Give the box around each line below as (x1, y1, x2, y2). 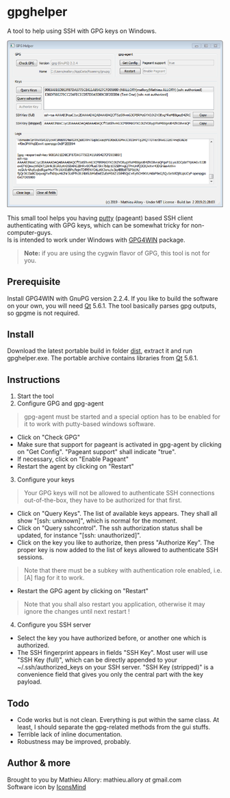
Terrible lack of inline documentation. (16, 730, 123, 738)
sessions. (16, 553, 44, 562)
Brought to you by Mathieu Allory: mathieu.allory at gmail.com (7, 775, 182, 784)
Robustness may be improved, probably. (16, 738, 131, 746)
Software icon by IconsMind (7, 782, 87, 791)
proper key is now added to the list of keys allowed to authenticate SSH (16, 546, 219, 554)
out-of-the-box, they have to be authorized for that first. (23, 496, 183, 504)
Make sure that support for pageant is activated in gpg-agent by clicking (16, 440, 222, 449)
